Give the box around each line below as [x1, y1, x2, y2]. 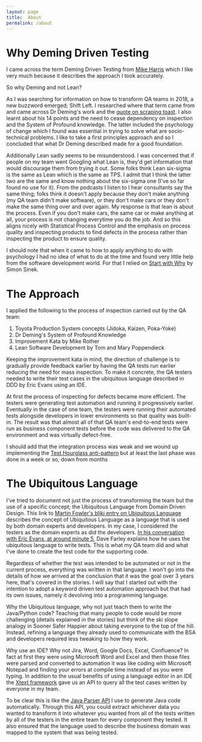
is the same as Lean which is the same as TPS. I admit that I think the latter [6, 171, 191, 178]
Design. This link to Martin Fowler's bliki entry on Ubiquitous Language [6, 510, 182, 517]
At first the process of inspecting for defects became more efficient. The [6, 393, 186, 400]
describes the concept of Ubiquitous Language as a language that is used [6, 516, 189, 524]
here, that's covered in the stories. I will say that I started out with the [6, 579, 177, 586]
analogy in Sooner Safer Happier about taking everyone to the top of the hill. [6, 622, 195, 629]
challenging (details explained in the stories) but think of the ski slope [6, 616, 179, 623]
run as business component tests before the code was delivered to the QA [6, 425, 191, 432]
